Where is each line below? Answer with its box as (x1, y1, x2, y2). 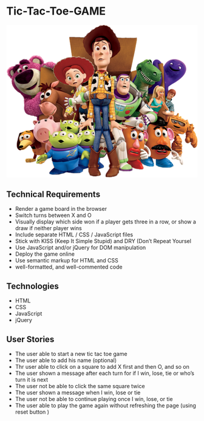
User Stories (6, 334, 55, 344)
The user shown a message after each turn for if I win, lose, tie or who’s (15, 369, 194, 377)
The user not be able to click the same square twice (15, 383, 145, 389)
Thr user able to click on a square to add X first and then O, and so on (15, 363, 190, 370)
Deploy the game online (15, 250, 75, 258)
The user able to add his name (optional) (15, 357, 117, 364)
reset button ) (15, 408, 50, 416)
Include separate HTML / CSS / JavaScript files (15, 231, 134, 238)
